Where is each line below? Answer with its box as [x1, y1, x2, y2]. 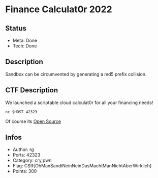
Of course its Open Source [5, 118, 61, 124]
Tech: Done [12, 43, 37, 49]
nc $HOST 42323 [5, 109, 38, 114]
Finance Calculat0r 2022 [5, 4, 113, 15]
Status [5, 24, 27, 33]
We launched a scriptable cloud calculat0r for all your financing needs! [5, 99, 153, 106]
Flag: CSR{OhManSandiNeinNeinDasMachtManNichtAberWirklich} [12, 163, 152, 169]
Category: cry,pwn [12, 157, 52, 164]
